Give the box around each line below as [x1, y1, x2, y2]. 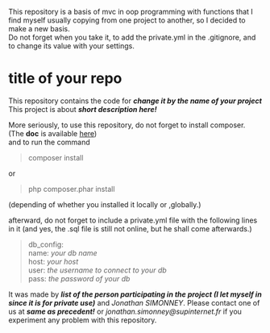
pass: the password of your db [27, 273, 131, 283]
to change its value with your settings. [8, 41, 135, 51]
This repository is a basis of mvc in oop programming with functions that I [8, 7, 254, 16]
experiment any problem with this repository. [8, 314, 157, 325]
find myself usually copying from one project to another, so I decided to [8, 15, 246, 25]
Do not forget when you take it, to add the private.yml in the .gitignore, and [8, 32, 256, 42]
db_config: [27, 239, 64, 249]
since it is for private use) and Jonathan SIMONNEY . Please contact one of [8, 298, 260, 307]
